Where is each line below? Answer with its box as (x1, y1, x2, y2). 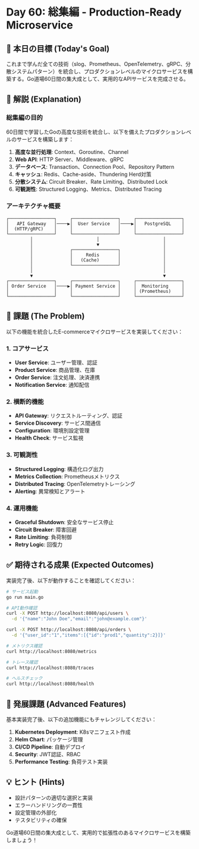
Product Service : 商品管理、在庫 (14, 367, 96, 374)
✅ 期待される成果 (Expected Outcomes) (6, 560, 154, 570)
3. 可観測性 (6, 451, 38, 459)
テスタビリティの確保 (14, 816, 67, 823)
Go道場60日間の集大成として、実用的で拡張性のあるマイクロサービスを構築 (6, 829, 191, 836)
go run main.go (6, 594, 44, 600)
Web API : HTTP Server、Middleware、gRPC (14, 156, 124, 163)
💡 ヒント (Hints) (6, 777, 65, 787)
